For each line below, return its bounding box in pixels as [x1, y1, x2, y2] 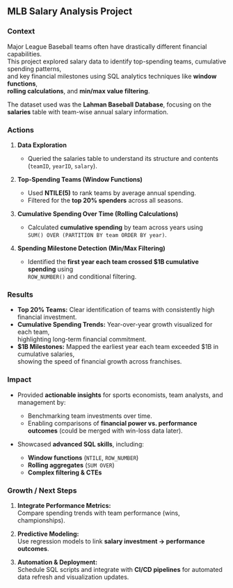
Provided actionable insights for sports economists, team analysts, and [17, 390, 223, 399]
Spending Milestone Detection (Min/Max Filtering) [17, 244, 166, 252]
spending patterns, [7, 64, 62, 72]
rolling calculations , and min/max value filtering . [7, 86, 150, 95]
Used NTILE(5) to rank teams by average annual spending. [27, 188, 197, 197]
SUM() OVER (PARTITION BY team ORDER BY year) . [27, 230, 167, 239]
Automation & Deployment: [17, 557, 98, 566]
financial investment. [17, 313, 77, 321]
